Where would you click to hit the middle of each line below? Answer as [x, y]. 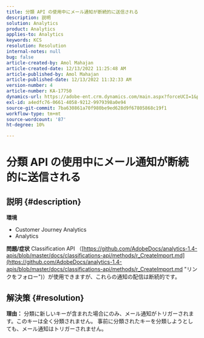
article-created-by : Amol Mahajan [50, 63]
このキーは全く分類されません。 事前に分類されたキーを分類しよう [100, 321]
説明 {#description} [44, 202]
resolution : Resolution [36, 46]
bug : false [20, 57]
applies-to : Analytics [35, 35]
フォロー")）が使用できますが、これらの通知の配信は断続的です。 [98, 277]
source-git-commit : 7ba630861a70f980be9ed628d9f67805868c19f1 [87, 108]
